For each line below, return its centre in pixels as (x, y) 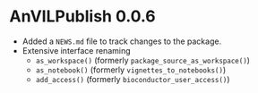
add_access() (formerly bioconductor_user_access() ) (133, 79)
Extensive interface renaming (77, 50)
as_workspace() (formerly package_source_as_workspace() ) (143, 60)
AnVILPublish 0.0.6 (83, 17)
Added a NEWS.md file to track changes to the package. (122, 41)
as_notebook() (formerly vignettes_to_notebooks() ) (131, 70)
